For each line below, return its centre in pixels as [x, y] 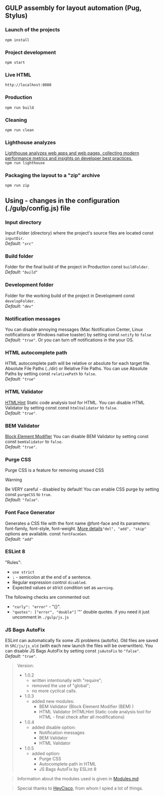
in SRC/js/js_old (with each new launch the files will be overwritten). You [79, 646]
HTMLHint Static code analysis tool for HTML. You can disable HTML [75, 402]
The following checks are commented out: [48, 597]
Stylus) [16, 16]
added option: [46, 754]
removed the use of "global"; [61, 686]
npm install [17, 40]
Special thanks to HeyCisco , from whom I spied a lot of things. [80, 788]
